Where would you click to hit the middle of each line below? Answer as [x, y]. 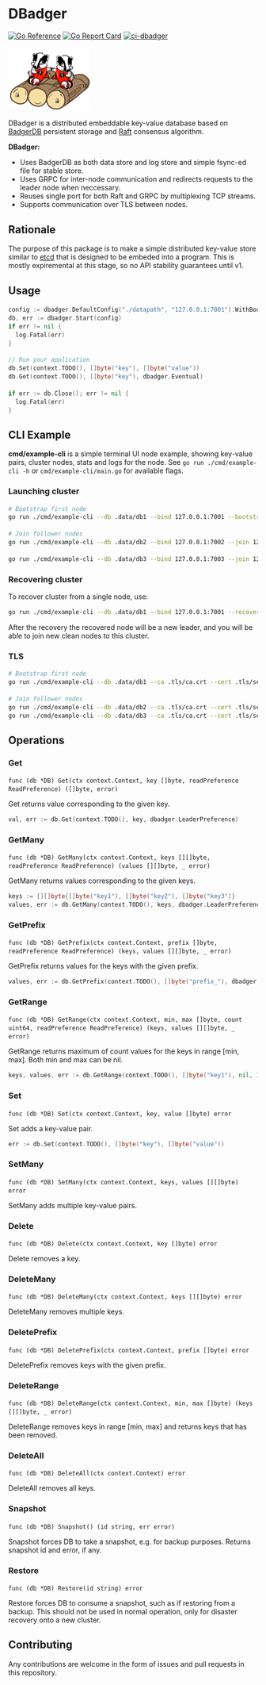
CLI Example [40, 434]
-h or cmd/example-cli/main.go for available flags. [103, 471]
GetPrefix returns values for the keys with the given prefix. [103, 966]
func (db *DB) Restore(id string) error [76, 1588]
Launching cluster [44, 491]
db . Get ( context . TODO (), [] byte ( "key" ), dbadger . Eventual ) [106, 377]
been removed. [33, 1435]
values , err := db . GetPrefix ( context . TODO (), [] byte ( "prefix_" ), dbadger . [134, 982]
